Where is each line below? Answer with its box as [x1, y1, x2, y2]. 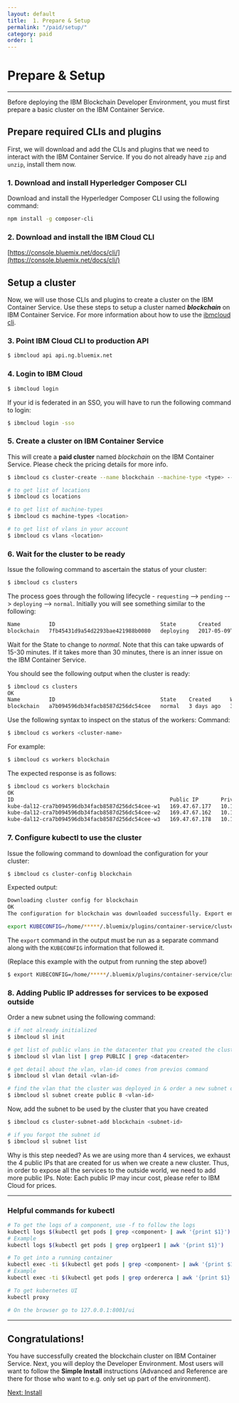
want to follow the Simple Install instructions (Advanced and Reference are [7, 1367, 228, 1375]
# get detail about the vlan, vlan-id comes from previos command [7, 1065, 208, 1073]
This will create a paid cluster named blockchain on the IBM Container [7, 452, 215, 461]
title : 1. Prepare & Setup [7, 17, 91, 24]
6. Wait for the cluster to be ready [7, 549, 126, 559]
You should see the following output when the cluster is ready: [7, 669, 191, 677]
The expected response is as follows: [7, 768, 117, 777]
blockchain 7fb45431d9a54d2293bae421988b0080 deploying [7, 627, 190, 635]
